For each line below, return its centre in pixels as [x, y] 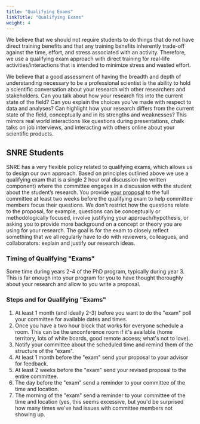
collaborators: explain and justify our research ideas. [71, 243]
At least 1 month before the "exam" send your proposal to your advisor [101, 357]
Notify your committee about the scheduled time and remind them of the [104, 345]
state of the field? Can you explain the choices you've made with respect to [99, 102]
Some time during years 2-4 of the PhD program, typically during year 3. [96, 272]
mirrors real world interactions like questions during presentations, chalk [95, 121]
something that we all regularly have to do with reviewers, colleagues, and [97, 237]
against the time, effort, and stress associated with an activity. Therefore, [96, 53]
